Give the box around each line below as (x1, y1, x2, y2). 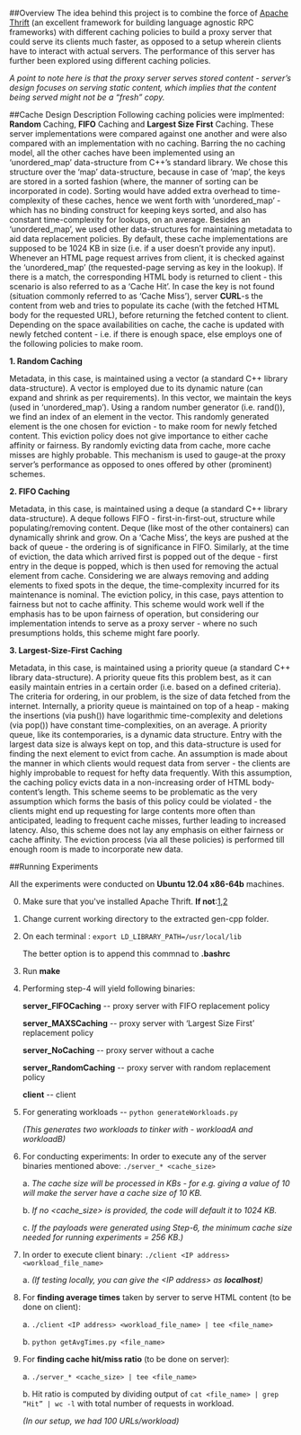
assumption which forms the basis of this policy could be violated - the (9, 796, 272, 807)
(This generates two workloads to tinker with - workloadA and (22, 1124, 253, 1135)
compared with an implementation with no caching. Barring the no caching (9, 138, 286, 148)
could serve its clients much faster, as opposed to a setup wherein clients (9, 36, 281, 47)
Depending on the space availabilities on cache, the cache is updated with (9, 319, 285, 330)
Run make (22, 966, 61, 976)
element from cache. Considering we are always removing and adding (9, 571, 270, 580)
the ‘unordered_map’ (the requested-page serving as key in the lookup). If (9, 262, 283, 272)
